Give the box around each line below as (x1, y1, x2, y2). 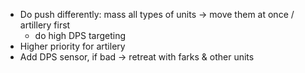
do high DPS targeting (34, 30, 127, 41)
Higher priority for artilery (19, 40, 126, 52)
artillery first (19, 19, 71, 31)
